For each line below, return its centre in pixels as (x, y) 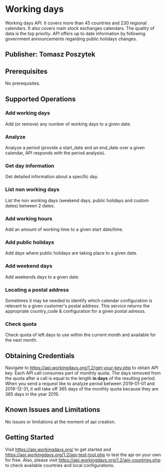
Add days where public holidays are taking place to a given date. (71, 253)
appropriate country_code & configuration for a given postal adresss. (76, 311)
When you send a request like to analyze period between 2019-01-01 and (80, 383)
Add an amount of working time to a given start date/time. (64, 229)
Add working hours (29, 218)
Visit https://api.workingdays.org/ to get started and (58, 449)
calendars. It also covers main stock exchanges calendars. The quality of (80, 28)
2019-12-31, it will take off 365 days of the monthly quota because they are (82, 389)
